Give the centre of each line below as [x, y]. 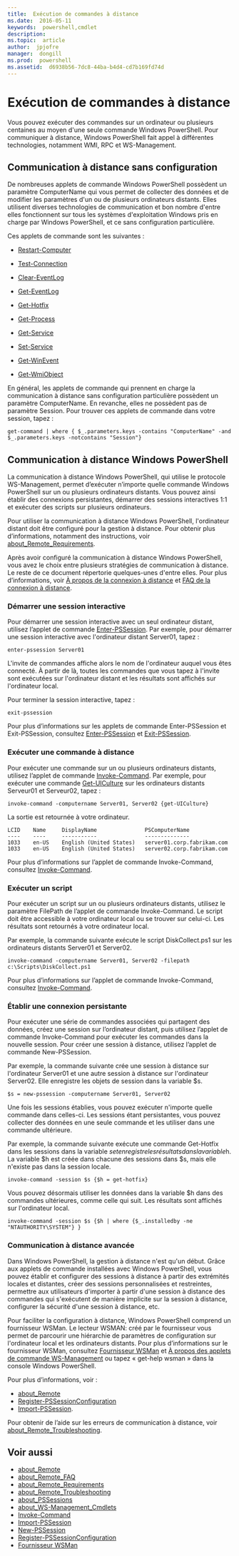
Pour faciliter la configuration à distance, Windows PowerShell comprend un [119, 1320]
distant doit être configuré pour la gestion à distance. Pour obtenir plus [111, 529]
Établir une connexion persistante [67, 1006]
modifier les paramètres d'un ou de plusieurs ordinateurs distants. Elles [112, 200]
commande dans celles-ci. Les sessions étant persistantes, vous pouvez [114, 1115]
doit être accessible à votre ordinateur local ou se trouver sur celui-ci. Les [116, 919]
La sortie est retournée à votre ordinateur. [68, 817]
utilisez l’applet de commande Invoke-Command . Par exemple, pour [107, 776]
